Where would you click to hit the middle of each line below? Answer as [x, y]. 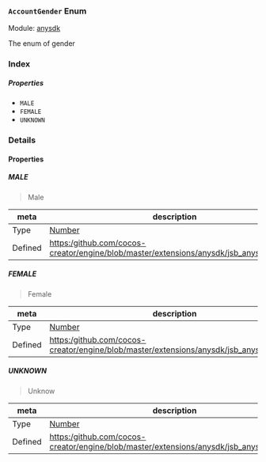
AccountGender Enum [47, 11]
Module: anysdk [34, 28]
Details [22, 140]
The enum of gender [42, 44]
